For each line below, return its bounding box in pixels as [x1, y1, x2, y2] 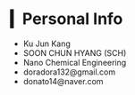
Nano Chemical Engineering [22, 57, 127, 67]
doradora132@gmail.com [22, 67, 116, 77]
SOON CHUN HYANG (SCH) [22, 47, 127, 58]
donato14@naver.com [22, 75, 104, 86]
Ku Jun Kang [22, 38, 71, 49]
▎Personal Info [10, 9, 123, 29]
